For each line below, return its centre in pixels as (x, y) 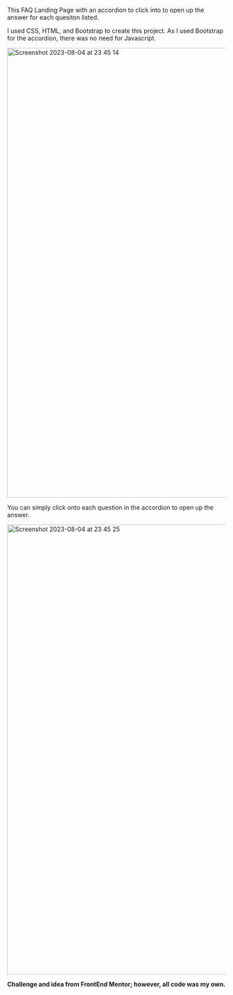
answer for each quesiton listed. (53, 17)
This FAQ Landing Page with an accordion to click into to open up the (106, 10)
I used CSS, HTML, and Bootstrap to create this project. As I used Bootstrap (115, 31)
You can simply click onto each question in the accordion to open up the (110, 508)
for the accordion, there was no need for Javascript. (81, 38)
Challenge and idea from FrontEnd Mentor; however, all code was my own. (116, 984)
